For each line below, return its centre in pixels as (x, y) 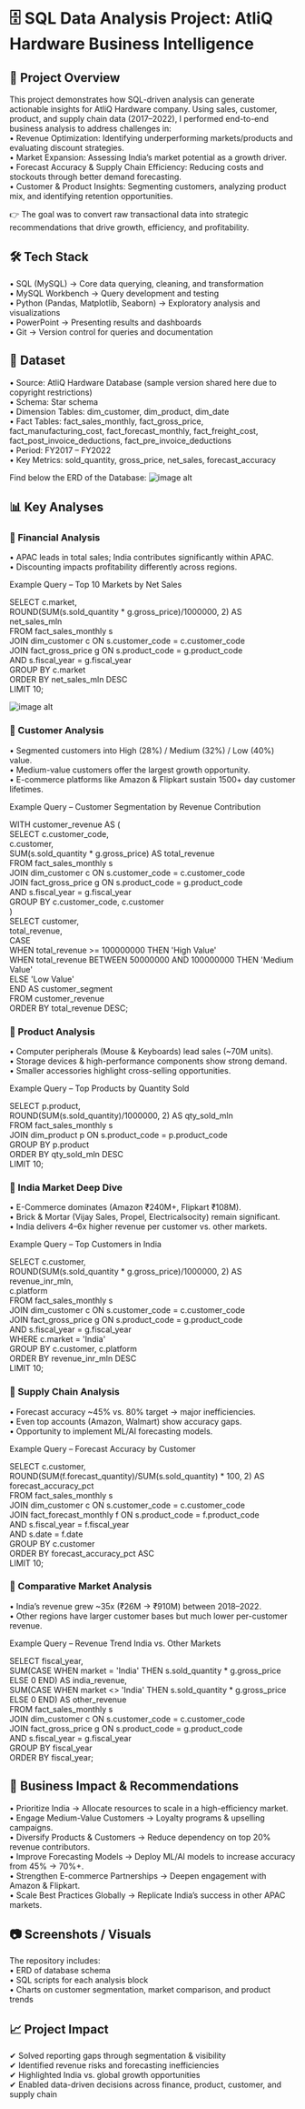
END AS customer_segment (61, 988)
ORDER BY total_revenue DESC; (69, 1008)
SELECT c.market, (43, 602)
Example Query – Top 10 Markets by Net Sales (96, 585)
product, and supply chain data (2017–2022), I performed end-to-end (139, 119)
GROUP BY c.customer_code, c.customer (87, 902)
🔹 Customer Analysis (57, 731)
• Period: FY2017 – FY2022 (60, 450)
